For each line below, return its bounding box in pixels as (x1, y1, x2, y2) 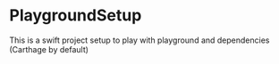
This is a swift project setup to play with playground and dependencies (9, 35, 270, 45)
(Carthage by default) (9, 44, 89, 54)
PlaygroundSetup (9, 5, 142, 26)
